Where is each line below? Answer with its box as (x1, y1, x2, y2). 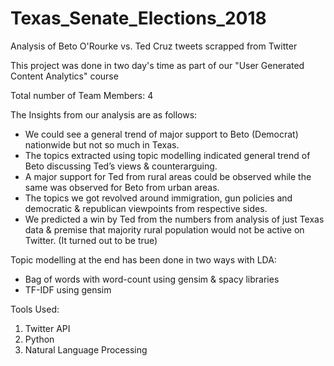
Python (24, 333, 55, 345)
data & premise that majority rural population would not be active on (24, 223, 305, 236)
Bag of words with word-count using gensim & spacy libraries (24, 273, 280, 285)
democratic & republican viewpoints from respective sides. (24, 202, 268, 214)
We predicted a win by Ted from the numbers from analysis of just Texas (24, 213, 325, 225)
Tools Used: (10, 303, 60, 315)
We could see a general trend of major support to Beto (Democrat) (24, 128, 299, 140)
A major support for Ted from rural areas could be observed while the (24, 170, 312, 182)
